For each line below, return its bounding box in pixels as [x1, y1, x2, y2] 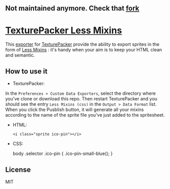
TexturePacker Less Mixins [5, 24, 122, 36]
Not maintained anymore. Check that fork [5, 4, 139, 13]
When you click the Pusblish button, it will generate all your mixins [5, 106, 144, 113]
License [5, 165, 31, 174]
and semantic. [5, 52, 35, 58]
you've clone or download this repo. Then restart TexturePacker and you [5, 96, 158, 102]
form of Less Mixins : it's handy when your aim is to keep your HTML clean [5, 47, 162, 53]
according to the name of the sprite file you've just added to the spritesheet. [5, 112, 165, 118]
